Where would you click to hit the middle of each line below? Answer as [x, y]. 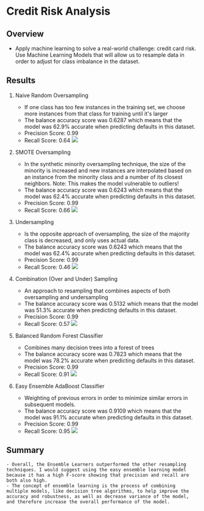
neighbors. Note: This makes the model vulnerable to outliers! [101, 183]
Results [21, 81]
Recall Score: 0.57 [47, 324]
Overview [25, 34]
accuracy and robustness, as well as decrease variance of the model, [98, 496]
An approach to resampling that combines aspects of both [97, 291]
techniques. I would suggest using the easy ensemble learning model [97, 469]
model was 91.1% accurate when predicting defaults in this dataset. [108, 417]
